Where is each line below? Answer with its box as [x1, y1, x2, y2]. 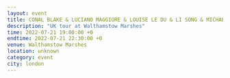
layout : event [7, 9, 48, 17]
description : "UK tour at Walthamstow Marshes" [7, 22, 146, 29]
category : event [7, 54, 53, 61]
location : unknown [7, 48, 60, 55]
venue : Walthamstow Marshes [7, 41, 88, 48]
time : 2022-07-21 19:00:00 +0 [7, 28, 94, 36]
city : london [7, 60, 44, 67]
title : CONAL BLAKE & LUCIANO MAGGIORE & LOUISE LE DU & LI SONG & [7, 16, 204, 23]
